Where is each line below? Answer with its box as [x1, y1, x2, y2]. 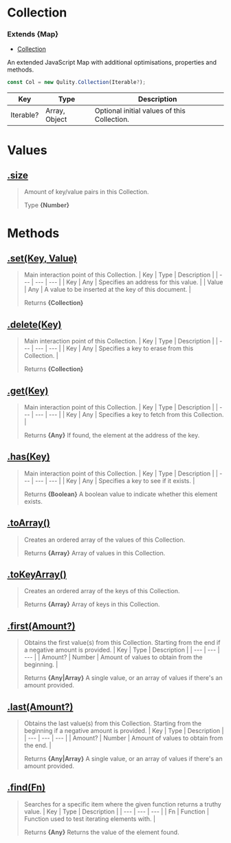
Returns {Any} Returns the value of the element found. [23, 828, 180, 836]
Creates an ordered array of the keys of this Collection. [23, 587, 180, 595]
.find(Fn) [7, 782, 46, 793]
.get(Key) [7, 385, 49, 396]
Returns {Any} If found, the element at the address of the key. [23, 431, 200, 439]
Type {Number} [23, 201, 70, 209]
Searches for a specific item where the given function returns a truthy [23, 800, 221, 808]
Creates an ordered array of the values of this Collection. [23, 535, 186, 544]
